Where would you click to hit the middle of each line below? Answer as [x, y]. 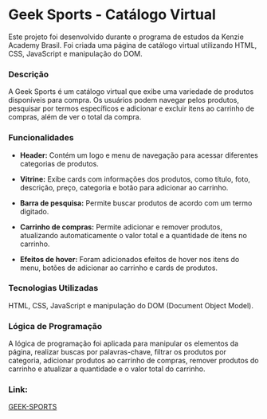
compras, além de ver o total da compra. [75, 117]
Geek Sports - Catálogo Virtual [112, 15]
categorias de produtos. [59, 163]
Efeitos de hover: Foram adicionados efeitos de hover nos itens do [130, 259]
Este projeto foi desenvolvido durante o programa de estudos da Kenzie [126, 37]
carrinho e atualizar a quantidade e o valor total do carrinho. [107, 369]
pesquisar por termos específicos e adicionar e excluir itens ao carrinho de [132, 108]
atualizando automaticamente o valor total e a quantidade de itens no [133, 235]
